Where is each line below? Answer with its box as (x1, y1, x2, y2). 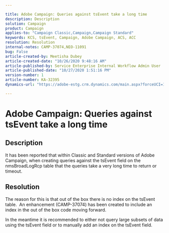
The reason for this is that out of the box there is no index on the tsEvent (5, 196, 155, 202)
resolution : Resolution (5, 40, 55, 45)
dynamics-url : (5, 82, 35, 87)
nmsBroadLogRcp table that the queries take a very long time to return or (5, 163, 157, 169)
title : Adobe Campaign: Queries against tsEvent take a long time (5, 12, 147, 17)
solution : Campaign (5, 21, 46, 26)
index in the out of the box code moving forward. (5, 207, 107, 213)
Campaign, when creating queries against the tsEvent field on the (5, 157, 141, 164)
